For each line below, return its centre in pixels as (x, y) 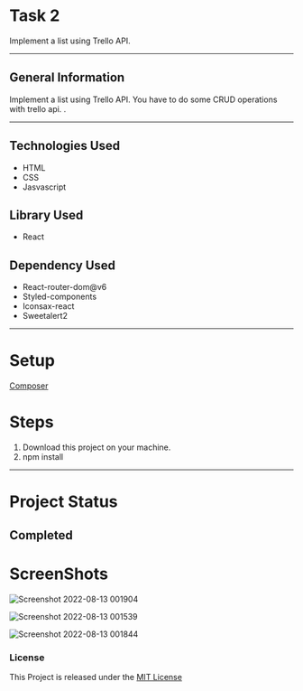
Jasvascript (44, 187)
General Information (67, 78)
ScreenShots (59, 574)
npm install (43, 457)
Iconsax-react (48, 306)
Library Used (46, 215)
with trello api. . (38, 108)
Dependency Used (62, 265)
